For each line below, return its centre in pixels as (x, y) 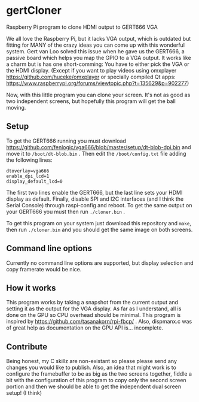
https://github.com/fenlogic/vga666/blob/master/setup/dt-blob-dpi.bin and (99, 147)
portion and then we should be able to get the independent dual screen (94, 386)
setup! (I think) (24, 393)
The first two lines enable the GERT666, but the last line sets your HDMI (94, 192)
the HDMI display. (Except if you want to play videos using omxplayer (91, 70)
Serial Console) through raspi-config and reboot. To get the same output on (99, 205)
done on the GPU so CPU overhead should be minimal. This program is (94, 315)
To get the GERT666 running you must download (66, 141)
